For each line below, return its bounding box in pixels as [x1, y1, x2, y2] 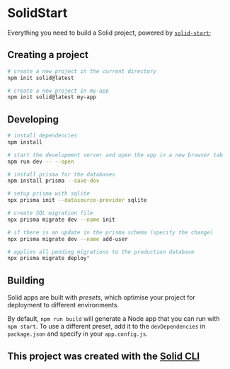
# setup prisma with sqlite [7, 190, 91, 198]
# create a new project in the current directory [7, 67, 157, 75]
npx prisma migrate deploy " [7, 255, 91, 262]
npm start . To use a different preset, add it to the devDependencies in [7, 322, 206, 331]
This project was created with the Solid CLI [7, 350, 200, 362]
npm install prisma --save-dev [7, 177, 100, 185]
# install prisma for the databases [7, 171, 115, 178]
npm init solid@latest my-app [7, 93, 97, 101]
